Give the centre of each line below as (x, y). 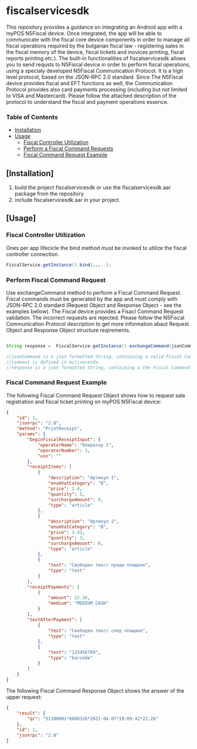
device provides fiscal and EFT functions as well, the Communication (89, 83)
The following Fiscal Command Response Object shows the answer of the (95, 691)
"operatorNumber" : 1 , (64, 450)
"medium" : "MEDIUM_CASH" (78, 603)
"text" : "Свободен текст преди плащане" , (99, 565)
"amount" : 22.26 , (69, 598)
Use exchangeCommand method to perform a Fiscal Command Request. (94, 292)
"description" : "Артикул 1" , (83, 478)
